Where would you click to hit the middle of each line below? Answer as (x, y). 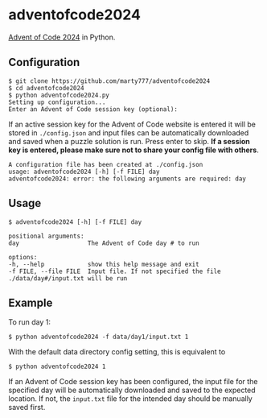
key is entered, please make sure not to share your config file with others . (133, 150)
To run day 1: (29, 322)
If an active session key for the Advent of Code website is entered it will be (132, 124)
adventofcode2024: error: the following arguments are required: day (127, 179)
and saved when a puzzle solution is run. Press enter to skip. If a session (129, 141)
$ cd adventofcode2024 (46, 88)
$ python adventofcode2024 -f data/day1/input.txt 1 (99, 337)
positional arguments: (46, 236)
